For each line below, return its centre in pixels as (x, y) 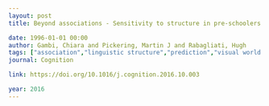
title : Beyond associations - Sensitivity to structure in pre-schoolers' (137, 23)
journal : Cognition (41, 60)
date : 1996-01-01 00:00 (48, 38)
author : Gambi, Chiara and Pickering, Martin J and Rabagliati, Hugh (128, 45)
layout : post (30, 16)
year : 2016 (27, 89)
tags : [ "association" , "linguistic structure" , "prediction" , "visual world (135, 53)
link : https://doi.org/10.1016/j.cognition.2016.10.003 (104, 75)
